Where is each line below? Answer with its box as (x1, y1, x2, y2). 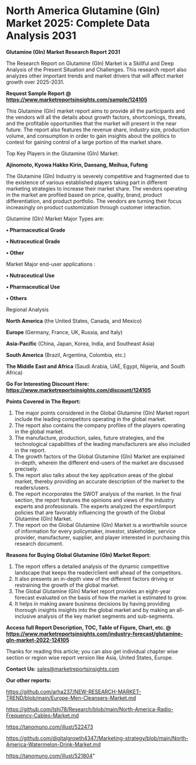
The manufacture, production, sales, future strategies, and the (14, 434, 165, 441)
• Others (6, 294, 27, 301)
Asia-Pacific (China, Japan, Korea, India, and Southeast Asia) (6, 340, 155, 347)
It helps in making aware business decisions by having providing (14, 600, 170, 607)
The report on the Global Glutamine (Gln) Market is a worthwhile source (14, 521, 187, 528)
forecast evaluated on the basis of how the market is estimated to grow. (14, 594, 187, 601)
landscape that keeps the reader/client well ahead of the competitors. (14, 569, 183, 576)
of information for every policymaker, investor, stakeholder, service (14, 528, 176, 535)
